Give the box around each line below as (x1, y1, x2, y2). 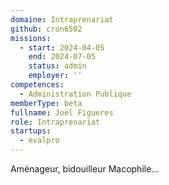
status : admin (28, 61, 87, 71)
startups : (10, 126, 52, 136)
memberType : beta (10, 98, 83, 108)
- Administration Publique (19, 89, 132, 99)
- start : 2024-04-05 (19, 42, 105, 53)
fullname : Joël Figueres (10, 107, 114, 118)
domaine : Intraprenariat (10, 14, 114, 25)
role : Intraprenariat (10, 117, 101, 127)
